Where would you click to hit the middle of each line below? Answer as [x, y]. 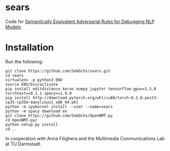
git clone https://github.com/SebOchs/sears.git [58, 71]
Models [13, 27]
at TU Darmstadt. [23, 144]
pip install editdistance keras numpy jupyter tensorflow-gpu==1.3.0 [81, 89]
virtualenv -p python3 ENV [34, 80]
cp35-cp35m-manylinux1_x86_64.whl [42, 102]
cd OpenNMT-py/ [21, 120]
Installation [30, 48]
